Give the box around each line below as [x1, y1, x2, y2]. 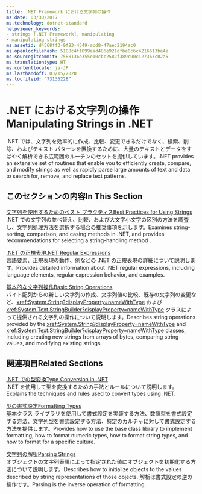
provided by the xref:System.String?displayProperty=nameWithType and [6, 320, 186, 327]
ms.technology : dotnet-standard [6, 20, 87, 26]
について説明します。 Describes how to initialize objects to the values [11, 465, 182, 473]
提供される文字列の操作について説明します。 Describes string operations [16, 313, 196, 320]
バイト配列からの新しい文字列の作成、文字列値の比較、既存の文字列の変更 [6, 290, 191, 298]
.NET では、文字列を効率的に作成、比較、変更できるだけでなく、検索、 [6, 138, 184, 145]
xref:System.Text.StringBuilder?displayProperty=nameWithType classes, [6, 327, 186, 334]
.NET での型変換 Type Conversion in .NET [6, 375, 109, 383]
